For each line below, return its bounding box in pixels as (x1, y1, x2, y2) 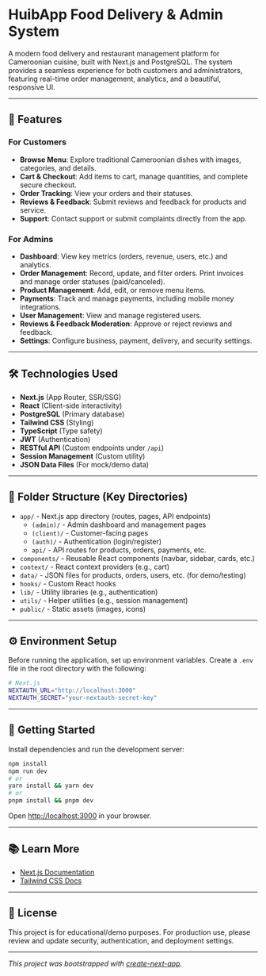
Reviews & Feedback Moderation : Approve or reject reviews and (19, 319, 232, 329)
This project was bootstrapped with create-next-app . (8, 959, 183, 968)
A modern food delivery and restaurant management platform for (8, 48, 220, 58)
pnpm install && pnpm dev (8, 797, 93, 805)
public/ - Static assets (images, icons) (19, 604, 146, 613)
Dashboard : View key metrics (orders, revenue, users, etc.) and (19, 252, 228, 261)
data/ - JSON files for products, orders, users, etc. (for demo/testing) (19, 570, 247, 580)
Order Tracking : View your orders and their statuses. (19, 188, 193, 198)
